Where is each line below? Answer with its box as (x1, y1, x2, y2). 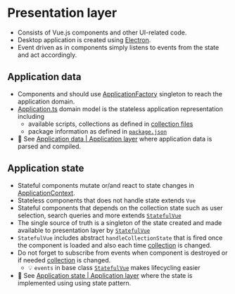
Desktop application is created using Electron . (17, 35, 151, 44)
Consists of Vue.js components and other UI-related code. (17, 28, 187, 37)
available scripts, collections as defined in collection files (27, 120, 193, 128)
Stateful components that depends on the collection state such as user (17, 203, 223, 212)
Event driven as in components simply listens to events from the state (17, 43, 220, 51)
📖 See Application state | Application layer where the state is (17, 271, 193, 279)
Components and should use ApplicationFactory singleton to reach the (17, 89, 223, 98)
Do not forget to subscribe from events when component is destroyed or (17, 248, 228, 257)
